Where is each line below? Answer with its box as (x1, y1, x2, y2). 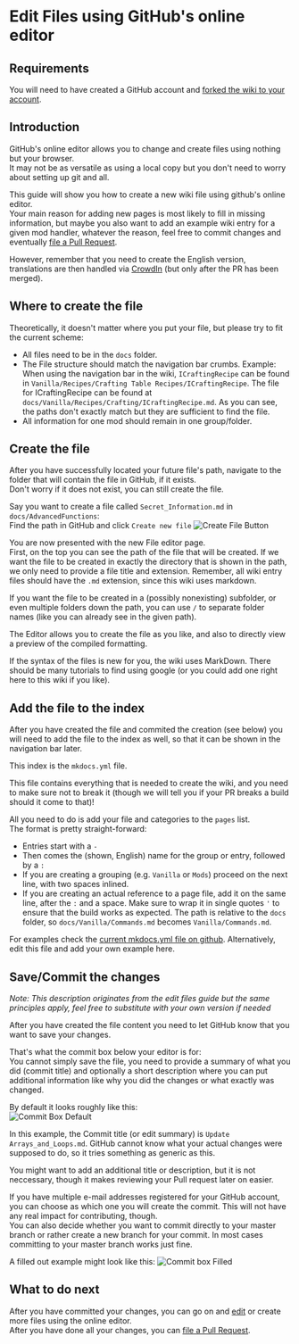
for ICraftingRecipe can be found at (21, 386, 153, 398)
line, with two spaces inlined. (21, 879, 129, 890)
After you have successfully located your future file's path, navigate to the (9, 465, 282, 476)
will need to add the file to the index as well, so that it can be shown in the (9, 734, 281, 744)
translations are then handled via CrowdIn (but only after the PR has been (9, 263, 279, 274)
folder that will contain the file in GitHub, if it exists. (9, 475, 196, 485)
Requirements (9, 61, 89, 76)
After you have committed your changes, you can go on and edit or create (9, 1306, 281, 1316)
